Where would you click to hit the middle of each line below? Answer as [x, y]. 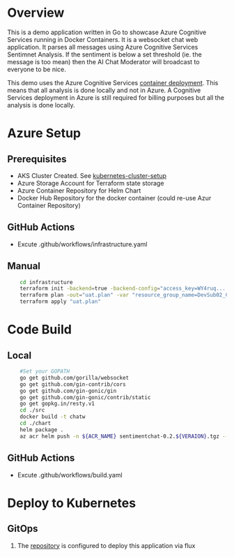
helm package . [42, 430]
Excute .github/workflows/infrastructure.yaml [82, 244]
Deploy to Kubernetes [72, 503]
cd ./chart [36, 424]
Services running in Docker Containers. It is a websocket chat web [103, 39]
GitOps [23, 529]
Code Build [39, 330]
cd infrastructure [46, 282]
